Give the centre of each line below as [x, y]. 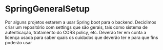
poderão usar [19, 42]
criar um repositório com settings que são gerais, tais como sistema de [76, 27]
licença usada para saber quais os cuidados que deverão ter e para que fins [81, 37]
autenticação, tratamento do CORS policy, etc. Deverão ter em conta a [76, 32]
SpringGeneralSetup [48, 9]
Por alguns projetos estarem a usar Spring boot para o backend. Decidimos [81, 22]
